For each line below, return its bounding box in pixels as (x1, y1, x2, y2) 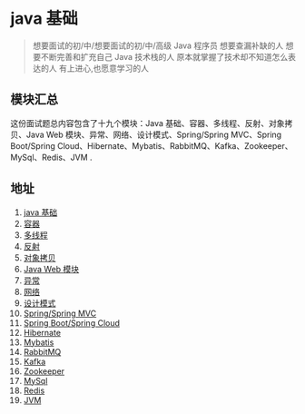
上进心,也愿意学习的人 (66, 63, 149, 74)
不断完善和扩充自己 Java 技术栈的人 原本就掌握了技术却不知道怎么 (40, 51, 289, 62)
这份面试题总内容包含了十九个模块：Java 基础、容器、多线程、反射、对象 (10, 117, 285, 128)
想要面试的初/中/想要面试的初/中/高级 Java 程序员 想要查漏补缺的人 (32, 40, 284, 51)
